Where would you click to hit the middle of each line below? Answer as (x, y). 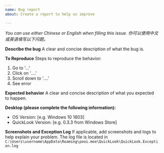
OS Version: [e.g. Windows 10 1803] (48, 117)
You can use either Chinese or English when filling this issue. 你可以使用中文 (82, 33)
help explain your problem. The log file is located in (57, 137)
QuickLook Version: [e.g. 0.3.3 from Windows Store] (64, 122)
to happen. (16, 98)
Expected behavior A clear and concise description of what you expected (80, 93)
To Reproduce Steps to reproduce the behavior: (53, 58)
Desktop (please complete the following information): (61, 108)
